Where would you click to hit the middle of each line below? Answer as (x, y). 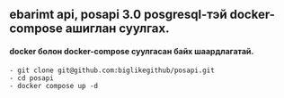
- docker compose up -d (54, 86)
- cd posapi (31, 78)
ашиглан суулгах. (117, 29)
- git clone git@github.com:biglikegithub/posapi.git (112, 70)
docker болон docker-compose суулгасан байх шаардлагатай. (132, 51)
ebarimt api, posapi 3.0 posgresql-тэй (118, 15)
